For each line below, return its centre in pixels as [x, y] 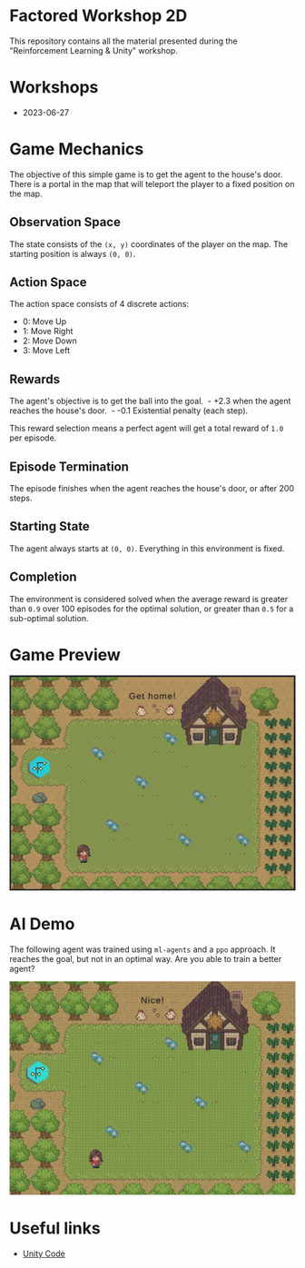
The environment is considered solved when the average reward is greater [149, 599]
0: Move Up [44, 322]
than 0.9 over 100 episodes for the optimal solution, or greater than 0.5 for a [152, 609]
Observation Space [65, 222]
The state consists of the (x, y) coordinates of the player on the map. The [149, 244]
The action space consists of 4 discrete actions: [99, 304]
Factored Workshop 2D [98, 16]
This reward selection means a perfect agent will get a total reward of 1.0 [147, 429]
